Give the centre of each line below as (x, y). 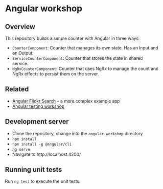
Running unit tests (34, 170)
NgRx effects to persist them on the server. (56, 74)
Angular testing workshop (38, 106)
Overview (20, 27)
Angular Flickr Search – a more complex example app (66, 101)
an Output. (23, 53)
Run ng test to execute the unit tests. (43, 181)
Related (17, 89)
